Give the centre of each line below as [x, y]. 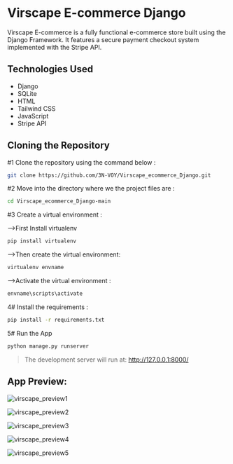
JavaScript [33, 116]
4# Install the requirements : [48, 307]
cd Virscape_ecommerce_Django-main [59, 201]
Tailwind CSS [36, 108]
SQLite [27, 93]
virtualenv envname [36, 268]
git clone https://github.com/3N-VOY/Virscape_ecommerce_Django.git [109, 175]
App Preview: [37, 382]
